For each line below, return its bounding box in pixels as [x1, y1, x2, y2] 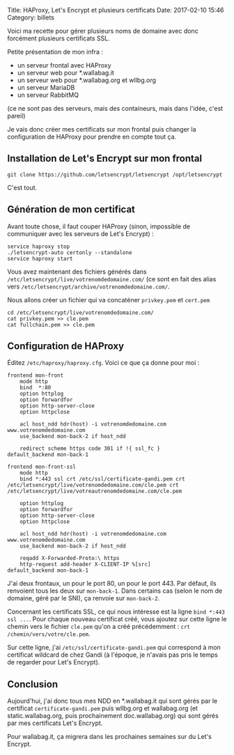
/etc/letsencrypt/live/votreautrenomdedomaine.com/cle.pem [7, 488, 182, 495]
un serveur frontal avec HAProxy [17, 61, 111, 69]
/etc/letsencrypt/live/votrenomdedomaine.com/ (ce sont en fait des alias [7, 274, 217, 283]
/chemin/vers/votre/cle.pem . [7, 630, 91, 638]
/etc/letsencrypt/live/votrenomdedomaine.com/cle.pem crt [7, 482, 179, 489]
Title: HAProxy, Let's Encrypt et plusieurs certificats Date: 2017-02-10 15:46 [7, 6, 224, 14]
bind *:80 [19, 384, 52, 391]
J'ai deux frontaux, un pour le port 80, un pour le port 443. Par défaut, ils [7, 579, 217, 588]
